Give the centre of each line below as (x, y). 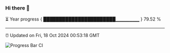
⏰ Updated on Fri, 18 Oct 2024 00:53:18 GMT (52, 35)
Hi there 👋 (18, 8)
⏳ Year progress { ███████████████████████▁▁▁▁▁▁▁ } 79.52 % (83, 19)
